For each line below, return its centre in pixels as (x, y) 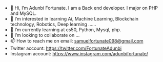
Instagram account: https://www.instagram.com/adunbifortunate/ (79, 54)
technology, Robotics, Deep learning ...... (53, 24)
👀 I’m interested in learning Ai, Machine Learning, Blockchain (74, 19)
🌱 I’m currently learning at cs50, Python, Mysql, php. (66, 30)
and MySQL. (23, 13)
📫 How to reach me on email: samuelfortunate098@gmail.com (77, 41)
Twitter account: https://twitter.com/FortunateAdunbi (66, 48)
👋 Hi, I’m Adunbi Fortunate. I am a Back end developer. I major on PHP (84, 8)
